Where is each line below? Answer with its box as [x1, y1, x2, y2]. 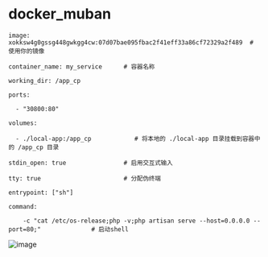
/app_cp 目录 [18, 143, 60, 151]
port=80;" [8, 225, 42, 234]
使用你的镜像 [8, 47, 45, 55]
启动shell [97, 225, 129, 234]
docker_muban [8, 5, 111, 23]
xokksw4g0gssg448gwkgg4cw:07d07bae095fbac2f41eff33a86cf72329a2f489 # [8, 38, 254, 47]
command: [8, 202, 38, 210]
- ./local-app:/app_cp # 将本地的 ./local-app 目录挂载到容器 [15, 135, 255, 143]
